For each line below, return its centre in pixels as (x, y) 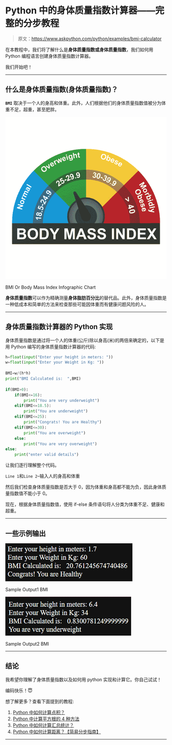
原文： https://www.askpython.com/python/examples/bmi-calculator (90, 39)
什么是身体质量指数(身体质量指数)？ (62, 90)
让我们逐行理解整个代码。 (32, 465)
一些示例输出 (26, 533)
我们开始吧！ (19, 67)
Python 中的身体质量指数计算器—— (80, 11)
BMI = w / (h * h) (18, 374)
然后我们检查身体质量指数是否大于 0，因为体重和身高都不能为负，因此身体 (84, 487)
